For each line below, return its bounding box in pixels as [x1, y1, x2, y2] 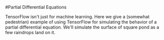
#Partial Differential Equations [5, 4, 67, 10]
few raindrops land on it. [5, 30, 56, 35]
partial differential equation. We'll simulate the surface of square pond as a [5, 24, 159, 30]
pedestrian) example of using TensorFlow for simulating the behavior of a [5, 19, 157, 25]
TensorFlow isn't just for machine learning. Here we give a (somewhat [5, 14, 149, 19]
